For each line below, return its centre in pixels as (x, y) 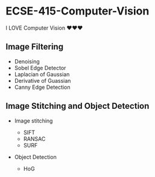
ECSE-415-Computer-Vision (77, 11)
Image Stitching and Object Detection (77, 106)
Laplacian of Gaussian (42, 74)
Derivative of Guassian (43, 80)
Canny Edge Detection (42, 87)
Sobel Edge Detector (40, 68)
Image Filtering (35, 47)
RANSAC (34, 139)
